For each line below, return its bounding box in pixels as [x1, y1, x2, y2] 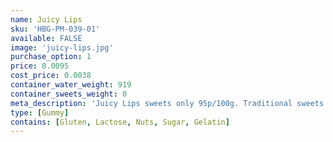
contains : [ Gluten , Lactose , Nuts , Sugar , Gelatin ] [10, 117, 230, 127]
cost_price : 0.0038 [10, 71, 92, 81]
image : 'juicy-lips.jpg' [10, 42, 114, 53]
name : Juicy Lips [10, 14, 83, 25]
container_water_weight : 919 [10, 80, 132, 90]
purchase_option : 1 [10, 52, 92, 62]
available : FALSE [10, 33, 83, 43]
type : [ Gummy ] [10, 107, 70, 118]
